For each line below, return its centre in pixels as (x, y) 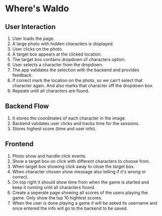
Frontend (19, 144)
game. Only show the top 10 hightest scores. (57, 198)
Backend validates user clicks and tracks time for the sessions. (76, 123)
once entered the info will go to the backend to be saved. (70, 208)
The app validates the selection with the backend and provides (76, 70)
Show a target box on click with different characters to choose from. (81, 161)
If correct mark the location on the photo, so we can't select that (77, 80)
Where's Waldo (37, 9)
